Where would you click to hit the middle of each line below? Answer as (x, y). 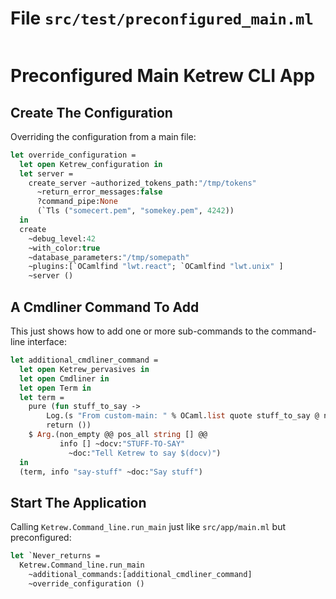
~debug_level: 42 (62, 238)
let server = (46, 173)
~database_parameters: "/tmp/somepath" (109, 257)
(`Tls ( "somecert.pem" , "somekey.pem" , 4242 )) (135, 211)
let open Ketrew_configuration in (91, 164)
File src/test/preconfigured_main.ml (162, 18)
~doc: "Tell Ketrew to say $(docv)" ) (145, 453)
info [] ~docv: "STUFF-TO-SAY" (122, 443)
